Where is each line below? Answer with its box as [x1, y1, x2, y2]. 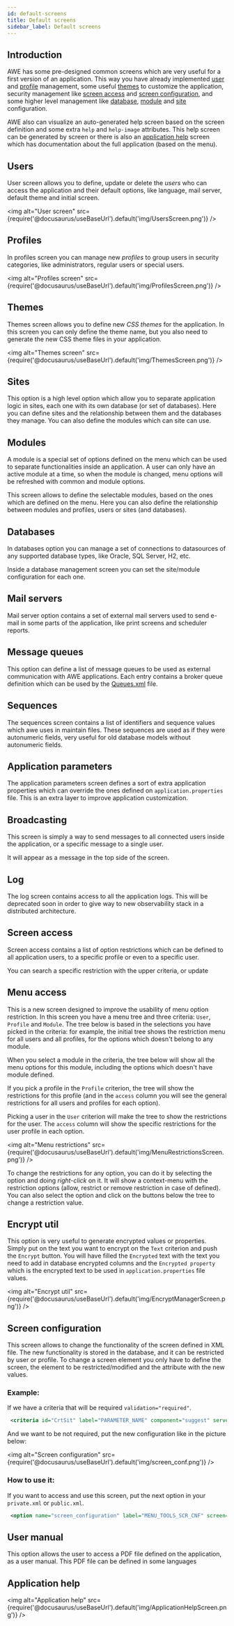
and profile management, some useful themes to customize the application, [7, 82, 224, 91]
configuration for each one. [7, 572, 86, 581]
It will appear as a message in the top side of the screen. [7, 854, 170, 862]
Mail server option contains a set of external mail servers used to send [7, 611, 210, 620]
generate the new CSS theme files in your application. [7, 335, 162, 343]
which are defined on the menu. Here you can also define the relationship [7, 499, 218, 507]
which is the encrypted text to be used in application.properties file [7, 1267, 205, 1275]
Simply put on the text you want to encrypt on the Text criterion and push [7, 1244, 218, 1253]
